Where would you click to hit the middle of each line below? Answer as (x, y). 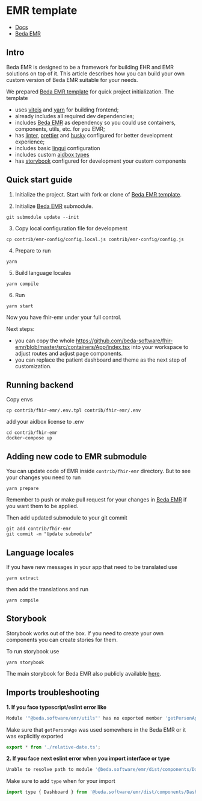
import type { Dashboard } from (47, 792)
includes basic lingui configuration (57, 148)
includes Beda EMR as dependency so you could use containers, (95, 122)
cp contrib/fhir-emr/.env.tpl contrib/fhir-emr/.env (74, 410)
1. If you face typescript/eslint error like (57, 707)
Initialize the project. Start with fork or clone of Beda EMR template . (98, 194)
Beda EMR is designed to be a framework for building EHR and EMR (90, 67)
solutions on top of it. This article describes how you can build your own (96, 74)
